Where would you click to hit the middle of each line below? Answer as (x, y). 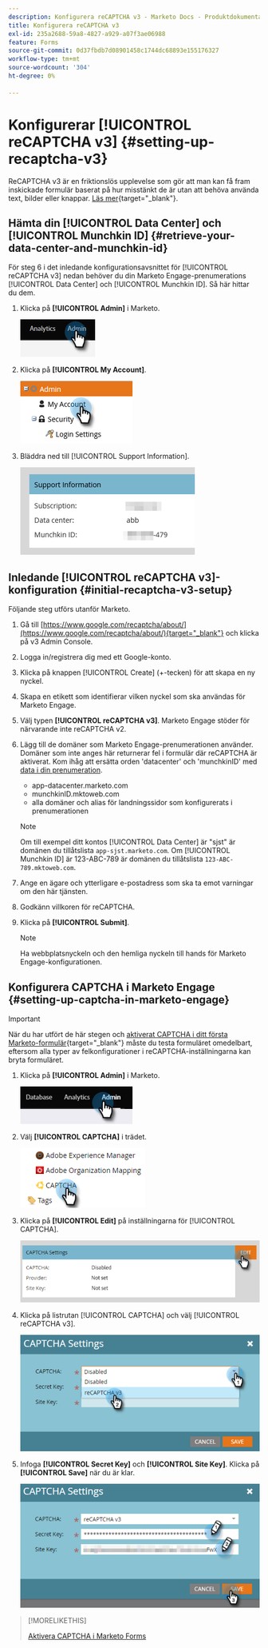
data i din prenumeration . (61, 770)
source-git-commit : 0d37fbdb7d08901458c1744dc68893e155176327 (114, 51)
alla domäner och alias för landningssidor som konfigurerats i (132, 803)
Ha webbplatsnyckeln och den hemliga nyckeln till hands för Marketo (133, 954)
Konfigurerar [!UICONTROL (100, 125)
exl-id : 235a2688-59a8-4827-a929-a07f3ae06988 (87, 34)
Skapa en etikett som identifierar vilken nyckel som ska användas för (132, 696)
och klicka (242, 633)
